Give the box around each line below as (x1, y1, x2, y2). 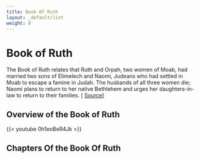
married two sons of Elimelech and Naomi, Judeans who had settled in (6, 73, 184, 80)
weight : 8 (6, 20, 32, 26)
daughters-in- (159, 85, 195, 92)
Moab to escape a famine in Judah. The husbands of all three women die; (6, 79, 191, 86)
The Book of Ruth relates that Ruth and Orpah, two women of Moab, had (6, 66, 188, 73)
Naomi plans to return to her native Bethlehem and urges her (6, 85, 158, 92)
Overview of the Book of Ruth (6, 109, 120, 120)
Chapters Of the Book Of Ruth (6, 143, 122, 153)
